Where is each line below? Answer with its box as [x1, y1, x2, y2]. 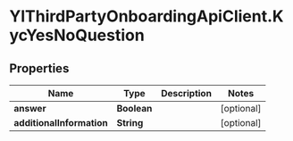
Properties [9, 61, 70, 76]
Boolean [116, 103, 153, 114]
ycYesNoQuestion [9, 25, 145, 46]
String [116, 117, 144, 129]
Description [160, 87, 213, 99]
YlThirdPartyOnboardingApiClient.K [9, 6, 284, 27]
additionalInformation [13, 117, 109, 129]
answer [13, 103, 46, 114]
